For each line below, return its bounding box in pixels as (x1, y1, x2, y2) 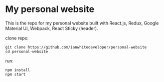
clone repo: (5, 35, 29, 41)
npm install (5, 67, 30, 72)
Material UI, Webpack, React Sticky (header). (5, 25, 98, 31)
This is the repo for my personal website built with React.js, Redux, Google (5, 20, 159, 26)
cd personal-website (5, 49, 49, 54)
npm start (5, 71, 26, 77)
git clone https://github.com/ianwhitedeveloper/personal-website (5, 44, 147, 49)
